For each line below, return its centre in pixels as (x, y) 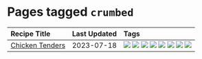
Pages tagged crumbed (70, 12)
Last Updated (94, 34)
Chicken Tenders (38, 45)
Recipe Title (31, 34)
